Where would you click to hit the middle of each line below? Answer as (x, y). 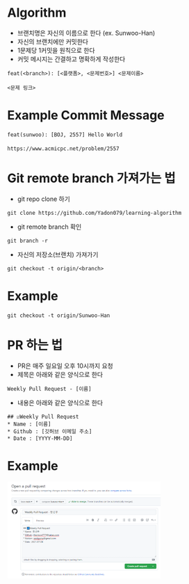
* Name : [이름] (29, 424)
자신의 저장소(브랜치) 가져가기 (58, 254)
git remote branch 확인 (49, 227)
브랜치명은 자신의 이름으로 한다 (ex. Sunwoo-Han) (86, 33)
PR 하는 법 (35, 345)
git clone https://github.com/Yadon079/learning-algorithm (94, 213)
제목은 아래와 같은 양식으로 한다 (60, 374)
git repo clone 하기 (44, 199)
